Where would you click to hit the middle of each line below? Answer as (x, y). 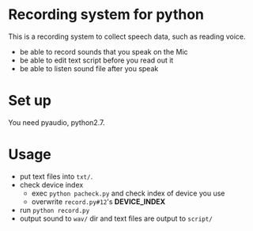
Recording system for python (106, 15)
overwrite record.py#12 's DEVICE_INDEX (98, 201)
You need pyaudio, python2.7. (57, 122)
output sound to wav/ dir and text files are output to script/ (116, 218)
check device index (51, 184)
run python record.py (55, 210)
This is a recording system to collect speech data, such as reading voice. (127, 36)
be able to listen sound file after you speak (89, 68)
